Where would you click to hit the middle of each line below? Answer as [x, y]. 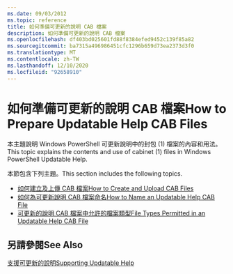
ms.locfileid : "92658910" [45, 72]
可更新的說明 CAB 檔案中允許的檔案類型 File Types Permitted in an [111, 213]
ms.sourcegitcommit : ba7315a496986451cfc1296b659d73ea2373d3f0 [101, 46]
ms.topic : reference [37, 20]
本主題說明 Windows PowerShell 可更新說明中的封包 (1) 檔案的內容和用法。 [114, 144]
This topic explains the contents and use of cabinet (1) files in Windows [109, 152]
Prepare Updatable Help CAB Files [107, 124]
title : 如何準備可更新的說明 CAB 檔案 [57, 26]
